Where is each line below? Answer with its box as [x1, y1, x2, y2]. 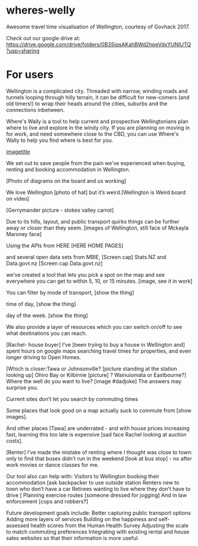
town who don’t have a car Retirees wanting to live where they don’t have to [6, 485, 191, 492]
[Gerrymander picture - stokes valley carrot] [6, 206, 114, 214]
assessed [6, 522, 30, 529]
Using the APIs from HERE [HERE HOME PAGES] [6, 242, 124, 249]
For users [6, 68, 54, 82]
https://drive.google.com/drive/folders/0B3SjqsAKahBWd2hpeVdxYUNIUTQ [6, 41, 191, 48]
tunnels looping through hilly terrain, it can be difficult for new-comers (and [6, 93, 190, 101]
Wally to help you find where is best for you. [6, 137, 113, 144]
